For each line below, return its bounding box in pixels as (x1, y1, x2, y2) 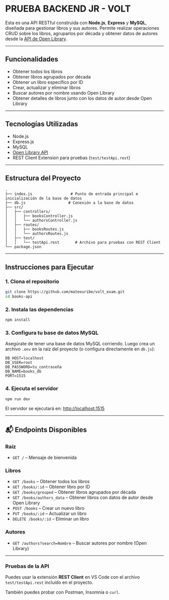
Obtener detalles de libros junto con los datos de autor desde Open (12, 95, 152, 101)
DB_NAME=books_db (5, 369, 42, 374)
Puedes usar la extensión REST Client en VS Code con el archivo (5, 574, 140, 580)
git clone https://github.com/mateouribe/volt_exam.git (5, 289, 125, 294)
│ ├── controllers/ (5, 209, 51, 214)
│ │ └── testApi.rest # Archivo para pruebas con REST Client (5, 240, 161, 245)
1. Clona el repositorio (5, 278, 59, 285)
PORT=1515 (5, 373, 26, 379)
